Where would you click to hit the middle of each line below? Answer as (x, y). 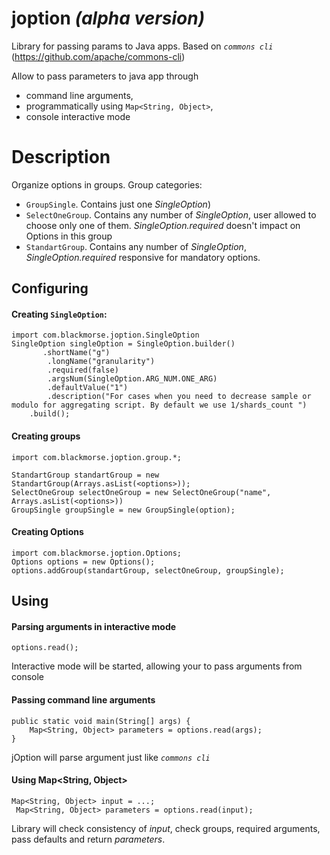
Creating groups (46, 436)
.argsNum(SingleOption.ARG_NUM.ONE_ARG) (132, 379)
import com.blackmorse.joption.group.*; (97, 457)
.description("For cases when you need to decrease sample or (179, 397)
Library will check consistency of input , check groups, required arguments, (166, 828)
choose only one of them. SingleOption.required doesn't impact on (163, 225)
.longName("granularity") (101, 362)
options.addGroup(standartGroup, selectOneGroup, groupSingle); (148, 570)
